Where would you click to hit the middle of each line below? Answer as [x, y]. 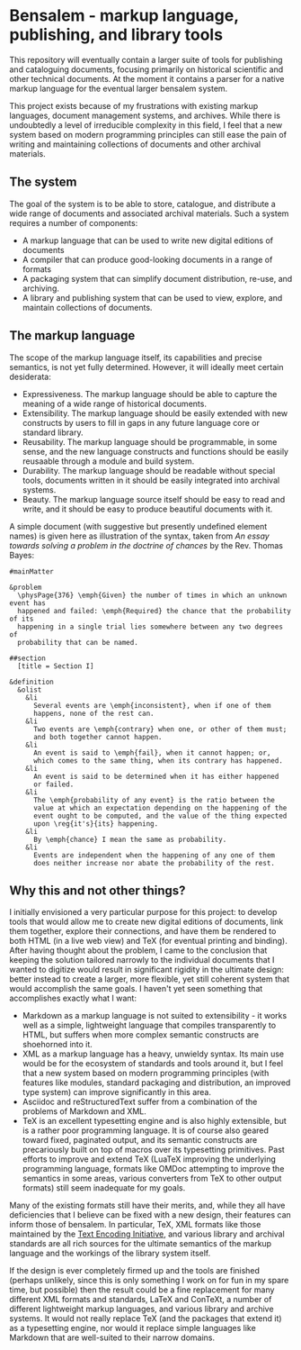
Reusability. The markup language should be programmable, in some [150, 441]
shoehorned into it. [57, 1045]
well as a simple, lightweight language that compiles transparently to [149, 1025]
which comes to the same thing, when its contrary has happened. [158, 761]
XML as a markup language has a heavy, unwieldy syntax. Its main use [153, 1054]
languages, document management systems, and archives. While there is [145, 115]
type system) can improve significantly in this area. [117, 1092]
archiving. [41, 288]
